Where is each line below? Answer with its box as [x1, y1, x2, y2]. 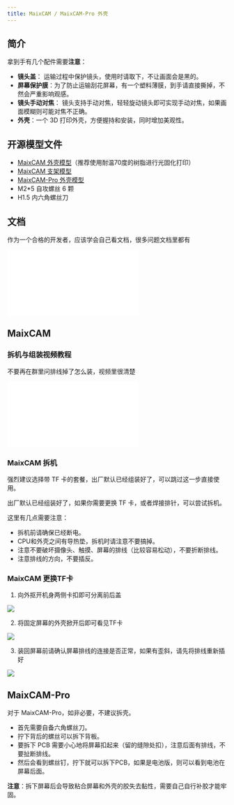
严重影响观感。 [29, 90, 73, 98]
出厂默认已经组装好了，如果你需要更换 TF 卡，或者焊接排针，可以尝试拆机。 [7, 498, 226, 507]
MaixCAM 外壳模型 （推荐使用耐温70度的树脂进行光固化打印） [17, 158, 195, 167]
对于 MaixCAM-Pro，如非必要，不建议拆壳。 [7, 709, 135, 717]
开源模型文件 [7, 138, 63, 150]
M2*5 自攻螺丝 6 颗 [17, 184, 75, 193]
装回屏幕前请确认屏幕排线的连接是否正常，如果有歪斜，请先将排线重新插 [17, 647, 225, 655]
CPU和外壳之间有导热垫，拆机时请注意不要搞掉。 [17, 537, 159, 545]
